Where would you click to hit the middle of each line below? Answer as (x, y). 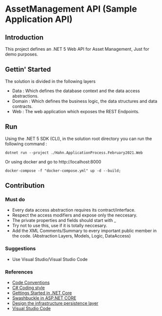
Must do (15, 199)
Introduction (24, 37)
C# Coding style (28, 287)
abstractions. (25, 96)
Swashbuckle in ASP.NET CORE (44, 298)
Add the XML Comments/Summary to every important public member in (84, 231)
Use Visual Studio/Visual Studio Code (50, 259)
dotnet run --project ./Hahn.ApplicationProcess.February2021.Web (74, 153)
